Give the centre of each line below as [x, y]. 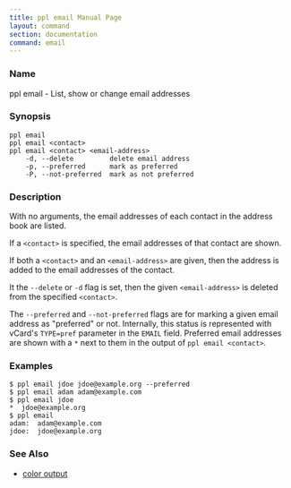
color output [45, 473]
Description [35, 196]
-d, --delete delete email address [108, 158]
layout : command [39, 26]
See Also [29, 454]
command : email [38, 43]
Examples [31, 366]
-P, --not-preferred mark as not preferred [110, 174]
